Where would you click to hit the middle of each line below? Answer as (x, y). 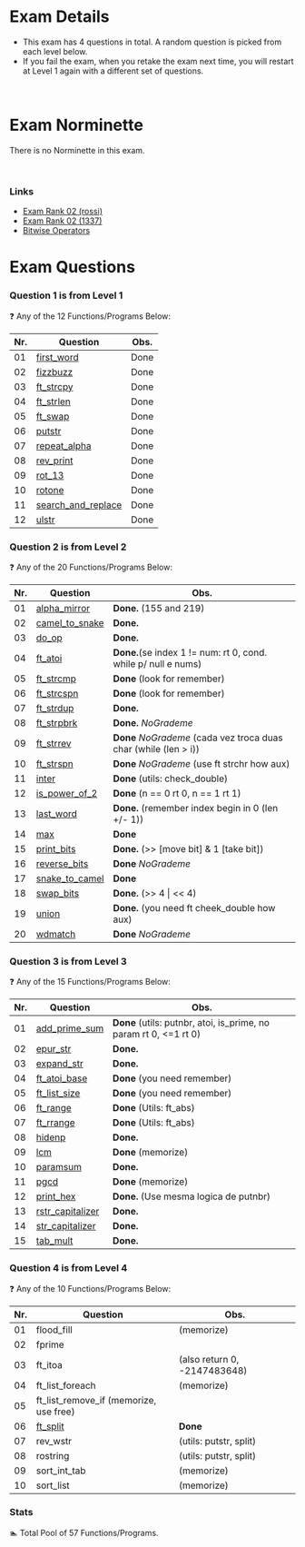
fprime (50, 1344)
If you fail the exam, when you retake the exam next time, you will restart (158, 61)
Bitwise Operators (56, 231)
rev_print (54, 461)
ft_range (54, 1108)
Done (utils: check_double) (171, 778)
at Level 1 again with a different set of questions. (113, 71)
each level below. (55, 51)
